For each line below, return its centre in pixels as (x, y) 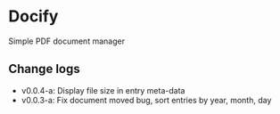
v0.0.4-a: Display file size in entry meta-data (103, 90)
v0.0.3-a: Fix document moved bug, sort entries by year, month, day (146, 100)
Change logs (45, 69)
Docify (33, 16)
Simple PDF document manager (67, 41)
